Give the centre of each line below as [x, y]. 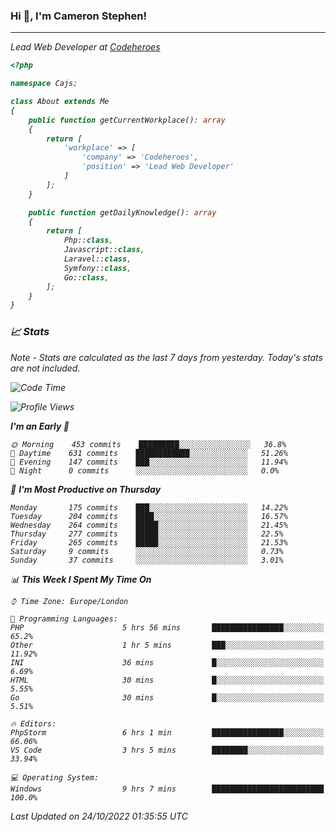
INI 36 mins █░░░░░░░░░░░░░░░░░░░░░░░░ [167, 662]
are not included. [45, 368]
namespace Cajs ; [44, 84]
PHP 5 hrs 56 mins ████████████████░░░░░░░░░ [167, 627]
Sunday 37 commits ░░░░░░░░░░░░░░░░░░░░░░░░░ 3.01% [147, 560]
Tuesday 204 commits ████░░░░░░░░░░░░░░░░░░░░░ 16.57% [149, 516]
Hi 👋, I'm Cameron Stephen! [78, 16]
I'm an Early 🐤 [40, 426]
